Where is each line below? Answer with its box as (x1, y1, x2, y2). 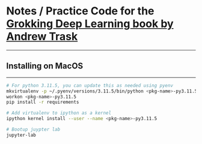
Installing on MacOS (6, 61, 84, 71)
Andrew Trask (6, 30, 78, 43)
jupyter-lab (6, 132, 36, 138)
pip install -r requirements (6, 99, 79, 106)
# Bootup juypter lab (6, 127, 61, 133)
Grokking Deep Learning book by (6, 17, 174, 31)
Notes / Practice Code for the (6, 4, 155, 18)
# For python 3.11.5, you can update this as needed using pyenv (6, 82, 173, 88)
